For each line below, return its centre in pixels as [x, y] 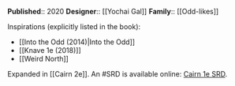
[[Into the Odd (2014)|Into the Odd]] [77, 42]
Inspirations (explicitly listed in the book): [74, 26]
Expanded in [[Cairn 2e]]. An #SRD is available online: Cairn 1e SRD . [117, 74]
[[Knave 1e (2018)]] [50, 50]
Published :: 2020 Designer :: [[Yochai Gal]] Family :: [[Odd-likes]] [113, 11]
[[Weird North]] [43, 59]
